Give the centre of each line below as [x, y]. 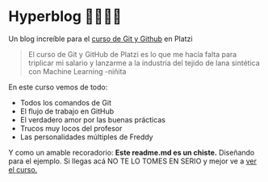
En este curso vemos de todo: [58, 87]
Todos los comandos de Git [65, 102]
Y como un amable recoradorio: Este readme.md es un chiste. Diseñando [132, 152]
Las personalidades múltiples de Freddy [86, 137]
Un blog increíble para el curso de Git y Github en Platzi [100, 39]
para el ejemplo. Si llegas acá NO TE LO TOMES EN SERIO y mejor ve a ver [132, 161]
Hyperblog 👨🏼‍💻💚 [65, 17]
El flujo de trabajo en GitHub [67, 111]
